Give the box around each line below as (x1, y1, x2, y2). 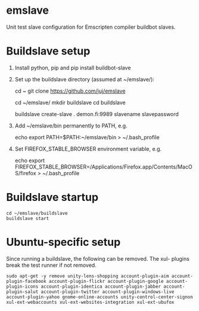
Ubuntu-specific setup (6, 236, 121, 249)
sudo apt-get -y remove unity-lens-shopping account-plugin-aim (6, 273, 169, 279)
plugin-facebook (6, 278, 46, 284)
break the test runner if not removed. (6, 261, 97, 269)
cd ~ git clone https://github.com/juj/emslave (14, 87, 126, 94)
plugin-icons (6, 283, 39, 289)
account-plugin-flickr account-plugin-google (48, 278, 164, 284)
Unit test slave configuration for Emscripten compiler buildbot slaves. (6, 23, 176, 31)
